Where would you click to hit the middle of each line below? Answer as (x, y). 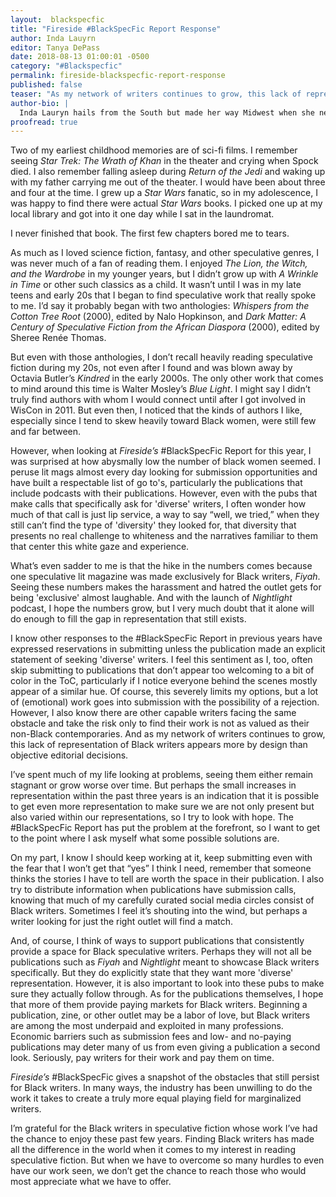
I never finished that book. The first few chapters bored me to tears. (150, 233)
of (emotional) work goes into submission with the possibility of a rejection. (165, 702)
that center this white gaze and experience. (100, 547)
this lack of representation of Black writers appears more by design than (159, 745)
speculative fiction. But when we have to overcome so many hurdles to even (167, 1160)
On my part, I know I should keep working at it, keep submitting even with (161, 858)
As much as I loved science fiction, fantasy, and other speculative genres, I (165, 253)
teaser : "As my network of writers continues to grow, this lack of (156, 94)
